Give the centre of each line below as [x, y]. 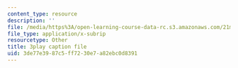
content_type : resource [42, 14]
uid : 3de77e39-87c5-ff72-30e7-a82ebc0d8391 [73, 54]
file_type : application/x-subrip [57, 34]
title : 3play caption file [47, 47]
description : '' [31, 21]
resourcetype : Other [38, 40]
